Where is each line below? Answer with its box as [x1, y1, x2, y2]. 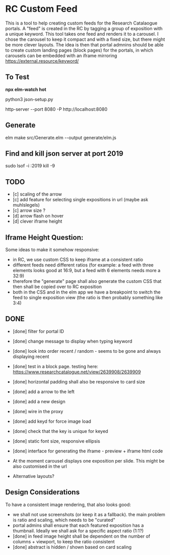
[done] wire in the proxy [12, 408, 63, 414]
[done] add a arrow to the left [12, 389, 75, 395]
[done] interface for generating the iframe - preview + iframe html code [12, 448, 163, 454]
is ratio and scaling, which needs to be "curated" [12, 517, 116, 523]
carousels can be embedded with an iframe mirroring [5, 52, 117, 59]
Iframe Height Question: [5, 233, 84, 242]
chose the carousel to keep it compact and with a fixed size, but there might [5, 36, 165, 42]
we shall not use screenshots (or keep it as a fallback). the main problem [12, 511, 165, 517]
